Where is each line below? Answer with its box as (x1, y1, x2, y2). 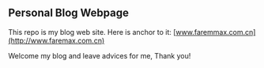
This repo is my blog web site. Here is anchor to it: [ (8, 27, 176, 36)
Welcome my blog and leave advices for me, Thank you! (8, 51, 191, 60)
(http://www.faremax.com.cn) (8, 36, 105, 45)
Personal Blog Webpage (8, 6, 129, 20)
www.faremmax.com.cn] (175, 27, 256, 36)
